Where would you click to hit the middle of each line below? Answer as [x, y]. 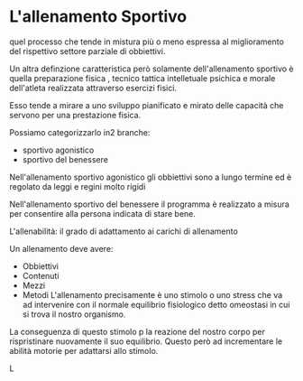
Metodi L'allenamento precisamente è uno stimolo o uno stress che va [152, 294]
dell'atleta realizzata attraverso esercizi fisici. [93, 88]
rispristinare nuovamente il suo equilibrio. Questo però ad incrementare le [146, 341]
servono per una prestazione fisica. [75, 115]
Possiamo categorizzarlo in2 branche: [80, 132]
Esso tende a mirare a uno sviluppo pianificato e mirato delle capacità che [147, 105]
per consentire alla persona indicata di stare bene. [103, 213]
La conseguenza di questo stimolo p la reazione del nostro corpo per [138, 331]
